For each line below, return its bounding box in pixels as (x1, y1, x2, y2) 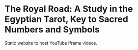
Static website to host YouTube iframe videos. (4, 40, 98, 46)
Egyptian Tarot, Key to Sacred (4, 14, 129, 25)
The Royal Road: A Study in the (4, 3, 133, 15)
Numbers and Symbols (4, 24, 100, 35)
